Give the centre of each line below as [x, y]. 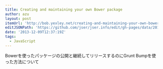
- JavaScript [23, 41]
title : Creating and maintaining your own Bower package [64, 9]
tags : [10, 37]
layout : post [18, 18]
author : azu [17, 14]
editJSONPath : [19, 28]
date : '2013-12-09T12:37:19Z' [36, 32]
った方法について [22, 62]
